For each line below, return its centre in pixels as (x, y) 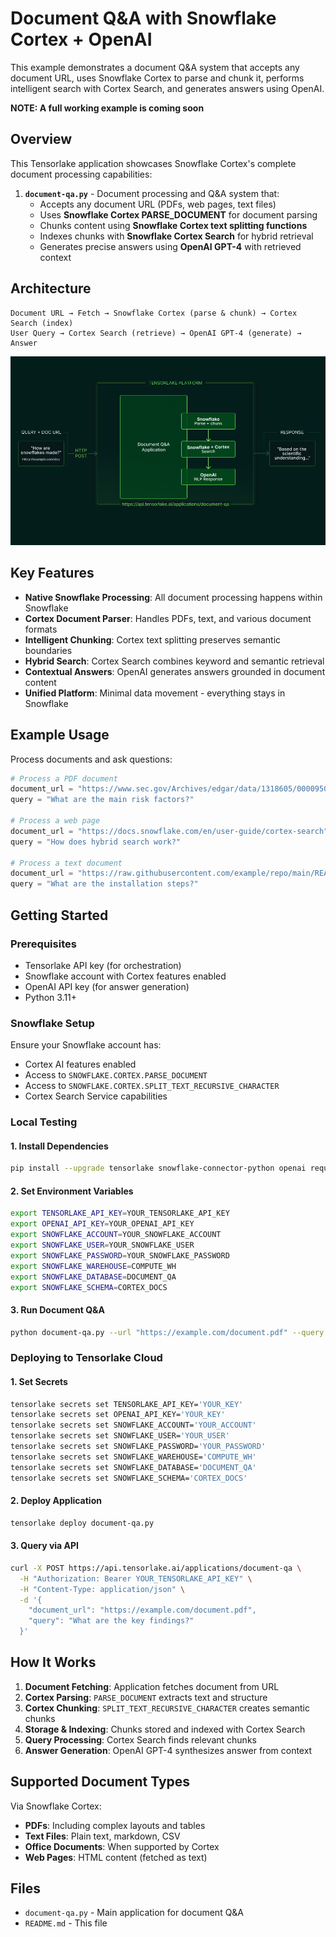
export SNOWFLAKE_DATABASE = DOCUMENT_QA (93, 1277)
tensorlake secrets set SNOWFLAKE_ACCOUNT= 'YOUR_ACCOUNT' (133, 1425)
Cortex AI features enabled (80, 1064)
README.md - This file (66, 1923)
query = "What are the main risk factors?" (102, 800)
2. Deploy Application (56, 1501)
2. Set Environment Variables (72, 1191)
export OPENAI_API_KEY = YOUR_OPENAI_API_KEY (102, 1224)
